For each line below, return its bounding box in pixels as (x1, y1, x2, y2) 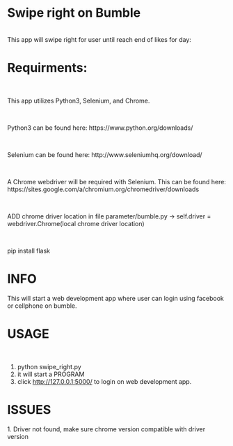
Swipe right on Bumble (7, 5, 141, 21)
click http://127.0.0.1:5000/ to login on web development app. (17, 377, 192, 385)
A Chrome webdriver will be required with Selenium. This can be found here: (7, 177, 226, 186)
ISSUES (7, 401, 51, 417)
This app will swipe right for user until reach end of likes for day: (7, 35, 191, 43)
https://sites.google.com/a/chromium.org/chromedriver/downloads (7, 185, 200, 193)
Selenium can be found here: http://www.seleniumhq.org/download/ (7, 150, 203, 158)
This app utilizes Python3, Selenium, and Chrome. (7, 96, 150, 105)
